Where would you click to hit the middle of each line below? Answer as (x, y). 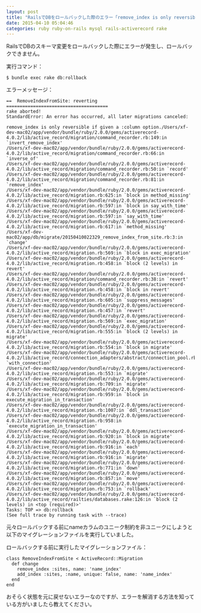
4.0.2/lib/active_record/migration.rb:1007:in (65, 410)
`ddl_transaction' (149, 410)
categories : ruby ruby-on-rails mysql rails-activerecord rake (87, 28)
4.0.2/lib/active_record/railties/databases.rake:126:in (79, 500)
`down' (132, 468)
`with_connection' (29, 363)
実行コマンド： (25, 67)
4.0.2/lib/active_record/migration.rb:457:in (64, 311)
